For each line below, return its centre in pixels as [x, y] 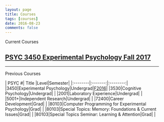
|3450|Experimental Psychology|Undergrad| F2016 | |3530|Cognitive [73, 88]
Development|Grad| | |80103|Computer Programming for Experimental [76, 104]
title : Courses [20, 14]
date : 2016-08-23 [23, 23]
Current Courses [22, 42]
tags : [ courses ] [21, 19]
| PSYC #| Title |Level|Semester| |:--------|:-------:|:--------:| [67, 83]
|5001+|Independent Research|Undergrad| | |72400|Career [64, 98]
